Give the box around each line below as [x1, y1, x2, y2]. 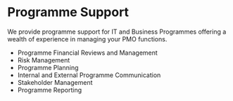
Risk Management [17, 55, 70, 64]
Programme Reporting [17, 86, 82, 94]
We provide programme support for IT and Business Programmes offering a [7, 27, 227, 36]
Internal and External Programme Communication [17, 71, 161, 79]
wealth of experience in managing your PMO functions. [7, 34, 168, 43]
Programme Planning [17, 63, 79, 72]
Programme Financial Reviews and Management [17, 48, 158, 57]
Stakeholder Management [17, 78, 93, 86]
